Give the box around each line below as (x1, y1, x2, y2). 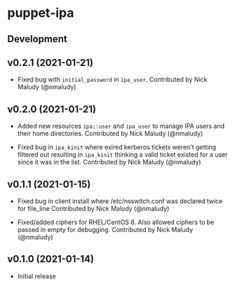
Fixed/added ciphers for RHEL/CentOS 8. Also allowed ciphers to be (17, 218, 215, 226)
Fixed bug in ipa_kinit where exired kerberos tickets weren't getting (17, 143, 216, 152)
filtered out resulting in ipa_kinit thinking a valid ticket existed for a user (17, 150, 228, 159)
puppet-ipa (7, 5, 74, 21)
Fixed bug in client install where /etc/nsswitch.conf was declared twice (17, 197, 223, 205)
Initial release (17, 272, 56, 280)
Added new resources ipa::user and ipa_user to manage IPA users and (17, 122, 225, 131)
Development (7, 33, 68, 45)
